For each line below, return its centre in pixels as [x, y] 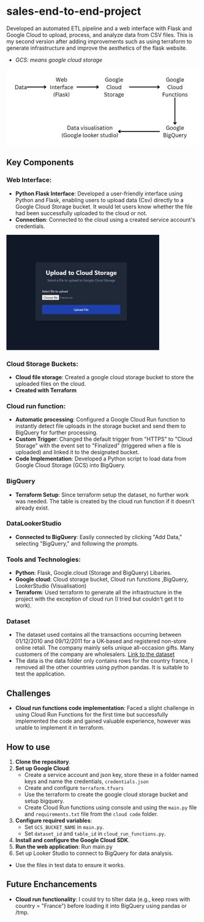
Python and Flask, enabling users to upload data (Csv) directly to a [99, 200]
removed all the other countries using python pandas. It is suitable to [102, 668]
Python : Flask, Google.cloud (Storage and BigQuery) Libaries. [93, 573]
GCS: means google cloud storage [59, 60]
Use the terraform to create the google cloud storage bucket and [106, 795]
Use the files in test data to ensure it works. [70, 865]
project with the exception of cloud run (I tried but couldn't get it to [99, 599]
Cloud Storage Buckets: [42, 364]
